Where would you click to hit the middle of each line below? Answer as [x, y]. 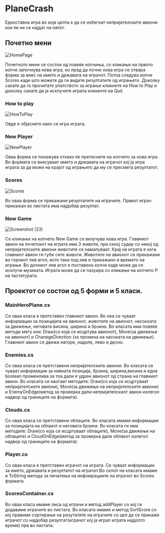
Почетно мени [28, 43]
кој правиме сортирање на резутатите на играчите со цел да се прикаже [82, 515]
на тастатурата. [22, 275]
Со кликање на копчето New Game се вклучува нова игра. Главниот [77, 239]
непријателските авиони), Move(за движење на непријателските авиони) [82, 386]
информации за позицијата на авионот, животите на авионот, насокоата [81, 321]
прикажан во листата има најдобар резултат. [52, 206]
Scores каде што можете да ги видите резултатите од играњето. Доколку [82, 80]
